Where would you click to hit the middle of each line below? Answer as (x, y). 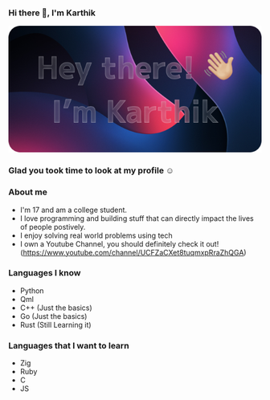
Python (32, 290)
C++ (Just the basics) (56, 308)
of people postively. (53, 227)
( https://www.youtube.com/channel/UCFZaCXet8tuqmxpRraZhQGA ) (133, 252)
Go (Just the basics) (53, 316)
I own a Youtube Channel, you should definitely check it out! (119, 243)
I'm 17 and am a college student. (73, 210)
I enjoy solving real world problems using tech (96, 235)
